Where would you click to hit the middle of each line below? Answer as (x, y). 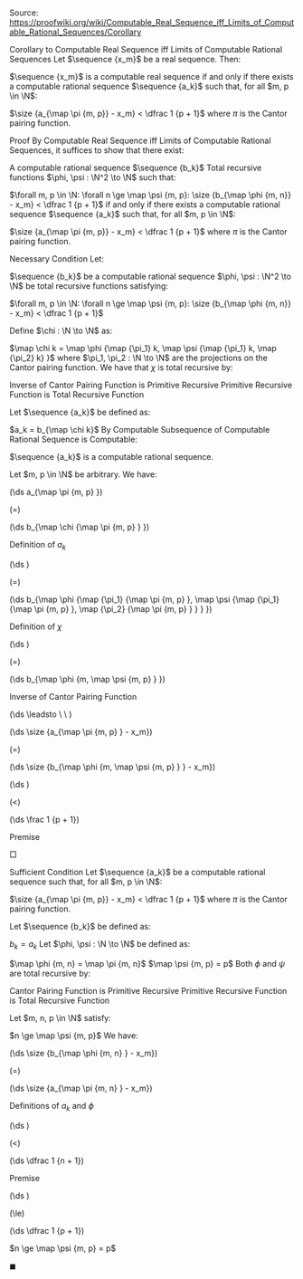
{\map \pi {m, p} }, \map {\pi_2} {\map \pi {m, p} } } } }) (111, 608)
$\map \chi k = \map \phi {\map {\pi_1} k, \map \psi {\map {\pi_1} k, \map (143, 348)
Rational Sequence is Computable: (74, 439)
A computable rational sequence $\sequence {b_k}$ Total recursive (136, 168)
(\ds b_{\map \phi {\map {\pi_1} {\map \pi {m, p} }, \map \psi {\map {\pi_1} (145, 599)
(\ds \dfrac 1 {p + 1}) (47, 1230)
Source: (24, 13)
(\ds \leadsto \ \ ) (41, 714)
